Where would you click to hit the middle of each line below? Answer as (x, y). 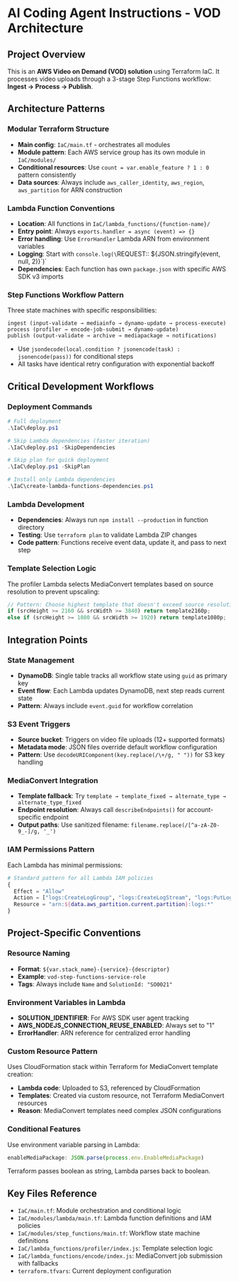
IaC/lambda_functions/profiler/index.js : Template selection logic (115, 1249)
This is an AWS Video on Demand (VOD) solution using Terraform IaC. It (113, 71)
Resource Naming (39, 953)
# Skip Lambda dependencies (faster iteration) (79, 441)
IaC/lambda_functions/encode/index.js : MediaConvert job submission (120, 1256)
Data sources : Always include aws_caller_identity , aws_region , (111, 182)
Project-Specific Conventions (74, 933)
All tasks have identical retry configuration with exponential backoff (116, 364)
